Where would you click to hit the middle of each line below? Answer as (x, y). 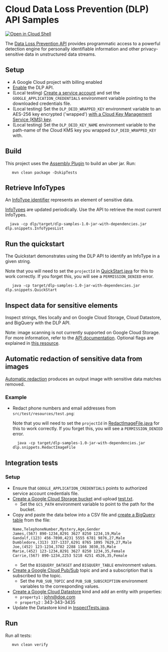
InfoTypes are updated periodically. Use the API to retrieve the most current (83, 210)
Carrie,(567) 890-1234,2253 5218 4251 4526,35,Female (70, 556)
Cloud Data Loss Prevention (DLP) (77, 9)
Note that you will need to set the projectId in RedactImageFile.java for (86, 423)
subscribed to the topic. (37, 575)
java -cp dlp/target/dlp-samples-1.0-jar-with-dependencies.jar (78, 224)
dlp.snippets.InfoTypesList (35, 229)
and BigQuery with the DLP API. (38, 323)
